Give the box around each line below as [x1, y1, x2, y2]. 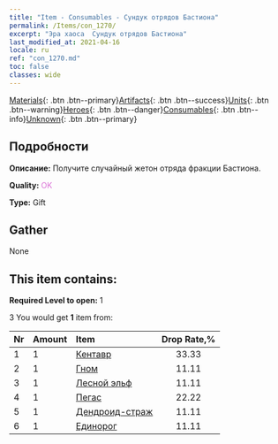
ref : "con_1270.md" [9, 54, 81, 63]
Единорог [75, 420, 117, 433]
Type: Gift [9, 196, 46, 208]
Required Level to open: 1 [9, 295, 103, 306]
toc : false [9, 63, 49, 72]
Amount [32, 333, 68, 346]
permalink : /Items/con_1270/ [9, 21, 116, 30]
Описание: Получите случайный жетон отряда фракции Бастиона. [9, 163, 261, 173]
